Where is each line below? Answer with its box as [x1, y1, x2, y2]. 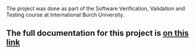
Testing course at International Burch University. [6, 11, 125, 18]
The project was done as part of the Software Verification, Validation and [6, 5, 185, 12]
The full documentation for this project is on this [6, 28, 189, 38]
